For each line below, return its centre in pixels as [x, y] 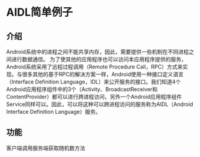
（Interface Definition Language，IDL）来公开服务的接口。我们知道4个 [94, 82]
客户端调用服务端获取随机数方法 [46, 148]
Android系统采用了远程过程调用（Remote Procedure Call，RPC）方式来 [95, 67]
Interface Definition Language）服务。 [53, 112]
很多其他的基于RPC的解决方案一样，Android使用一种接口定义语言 [103, 74]
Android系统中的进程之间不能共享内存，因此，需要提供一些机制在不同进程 [98, 52]
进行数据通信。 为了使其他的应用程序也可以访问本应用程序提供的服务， [99, 59]
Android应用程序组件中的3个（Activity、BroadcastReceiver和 [82, 89]
